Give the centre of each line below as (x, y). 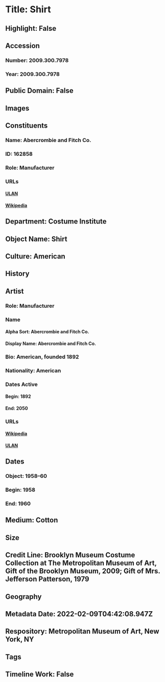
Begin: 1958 (20, 490)
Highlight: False (31, 28)
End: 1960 (18, 504)
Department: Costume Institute (56, 222)
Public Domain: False (39, 91)
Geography (23, 597)
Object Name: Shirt (36, 239)
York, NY (20, 639)
